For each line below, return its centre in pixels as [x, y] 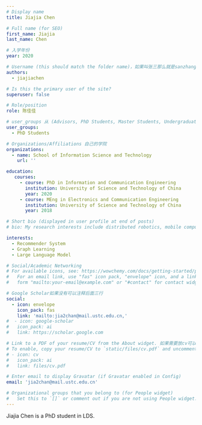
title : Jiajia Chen [31, 17]
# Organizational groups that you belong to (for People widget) [90, 393]
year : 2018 [38, 211]
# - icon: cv [23, 355]
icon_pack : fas [36, 310]
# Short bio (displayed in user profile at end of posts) [80, 222]
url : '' [26, 161]
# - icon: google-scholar [40, 321]
